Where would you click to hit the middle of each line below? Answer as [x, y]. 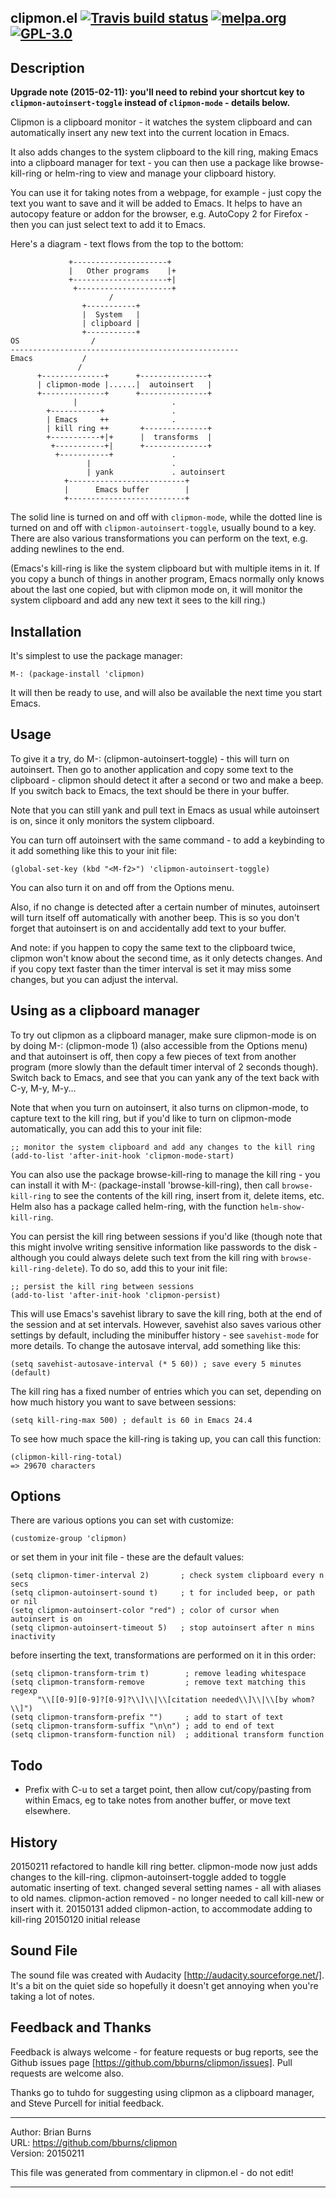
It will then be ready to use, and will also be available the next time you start [166, 693]
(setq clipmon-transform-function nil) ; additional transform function [167, 1735]
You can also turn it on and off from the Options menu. [122, 887]
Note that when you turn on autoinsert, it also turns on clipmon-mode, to [159, 1107]
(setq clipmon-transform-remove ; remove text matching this [158, 1682]
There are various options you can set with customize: [122, 1520]
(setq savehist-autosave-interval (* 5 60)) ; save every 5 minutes [156, 1364]
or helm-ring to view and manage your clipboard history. [160, 173]
